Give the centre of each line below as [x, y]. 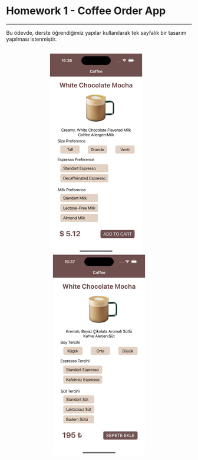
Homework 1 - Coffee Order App [86, 11]
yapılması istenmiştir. [32, 39]
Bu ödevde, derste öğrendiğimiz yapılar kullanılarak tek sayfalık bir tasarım [96, 32]
